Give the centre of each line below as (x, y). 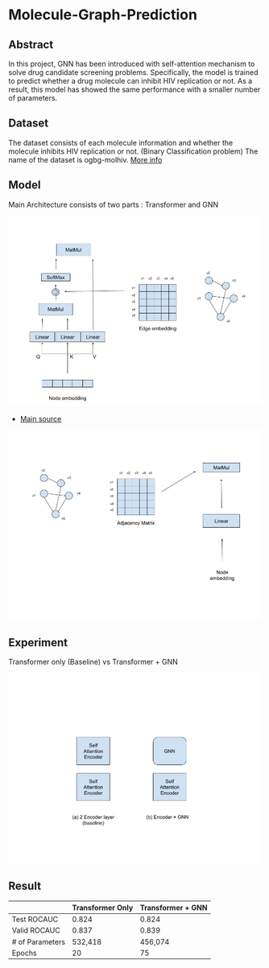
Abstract (31, 45)
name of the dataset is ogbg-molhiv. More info (85, 159)
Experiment (38, 643)
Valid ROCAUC (36, 930)
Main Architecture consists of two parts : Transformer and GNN (114, 204)
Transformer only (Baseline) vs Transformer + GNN (93, 662)
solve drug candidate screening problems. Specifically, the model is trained (134, 72)
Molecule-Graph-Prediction (103, 15)
